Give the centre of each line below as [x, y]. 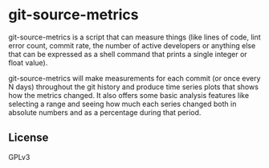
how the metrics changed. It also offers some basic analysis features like [129, 95]
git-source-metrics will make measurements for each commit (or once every [134, 78]
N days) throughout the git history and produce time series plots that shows [134, 87]
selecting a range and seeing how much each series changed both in [122, 104]
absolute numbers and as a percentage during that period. [105, 112]
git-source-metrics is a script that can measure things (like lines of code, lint [134, 37]
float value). [28, 63]
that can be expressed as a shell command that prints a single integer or [128, 54]
